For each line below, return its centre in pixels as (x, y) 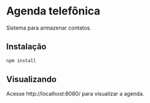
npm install (21, 61)
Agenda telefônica (53, 11)
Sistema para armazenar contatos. (49, 28)
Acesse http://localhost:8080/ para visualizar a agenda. (75, 94)
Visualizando (32, 80)
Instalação (27, 47)
